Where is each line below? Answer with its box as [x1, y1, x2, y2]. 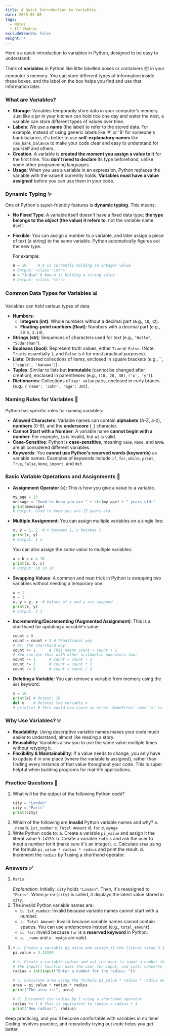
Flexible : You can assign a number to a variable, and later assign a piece [12, 232, 164, 239]
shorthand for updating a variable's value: [12, 623, 100, 629]
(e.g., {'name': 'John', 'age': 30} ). [12, 383, 89, 389]
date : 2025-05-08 [5, 12, 42, 17]
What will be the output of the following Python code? [12, 791, 125, 797]
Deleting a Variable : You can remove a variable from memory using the [12, 676, 161, 682]
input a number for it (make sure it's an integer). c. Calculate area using [12, 841, 161, 847]
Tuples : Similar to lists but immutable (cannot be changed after [12, 367, 145, 373]
